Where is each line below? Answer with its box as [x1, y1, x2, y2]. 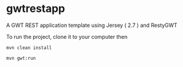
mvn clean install [6, 44, 52, 51]
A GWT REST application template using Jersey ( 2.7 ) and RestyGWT [6, 22, 178, 29]
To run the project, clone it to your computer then [6, 33, 128, 40]
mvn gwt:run [6, 55, 36, 61]
